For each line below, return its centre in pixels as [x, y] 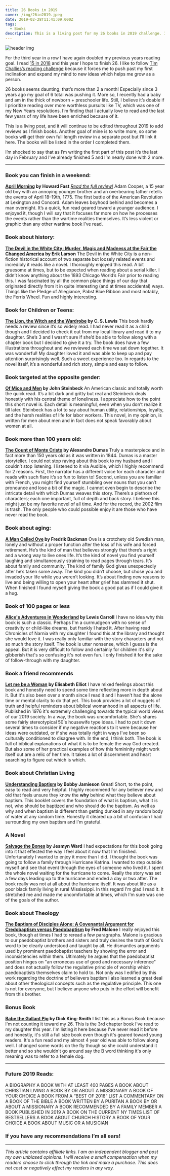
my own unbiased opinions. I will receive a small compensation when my [81, 1157]
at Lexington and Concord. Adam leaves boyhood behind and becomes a [81, 202]
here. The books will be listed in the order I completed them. [68, 142]
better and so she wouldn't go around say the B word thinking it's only [78, 1051]
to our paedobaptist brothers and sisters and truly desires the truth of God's [84, 940]
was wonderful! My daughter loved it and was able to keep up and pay [79, 353]
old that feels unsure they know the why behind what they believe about [80, 795]
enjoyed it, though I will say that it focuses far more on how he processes [81, 213]
